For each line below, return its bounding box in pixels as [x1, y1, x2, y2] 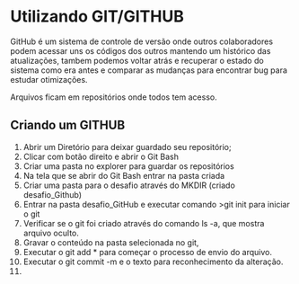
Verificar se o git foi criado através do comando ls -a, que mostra [22, 217, 265, 228]
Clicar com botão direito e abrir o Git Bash [22, 151, 179, 162]
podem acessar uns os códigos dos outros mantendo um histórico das [10, 45, 271, 56]
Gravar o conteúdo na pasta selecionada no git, [22, 236, 199, 248]
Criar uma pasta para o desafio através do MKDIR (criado [22, 180, 236, 191]
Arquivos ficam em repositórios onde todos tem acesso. [10, 92, 218, 102]
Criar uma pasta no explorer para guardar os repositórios [22, 160, 234, 172]
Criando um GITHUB [10, 118, 126, 133]
